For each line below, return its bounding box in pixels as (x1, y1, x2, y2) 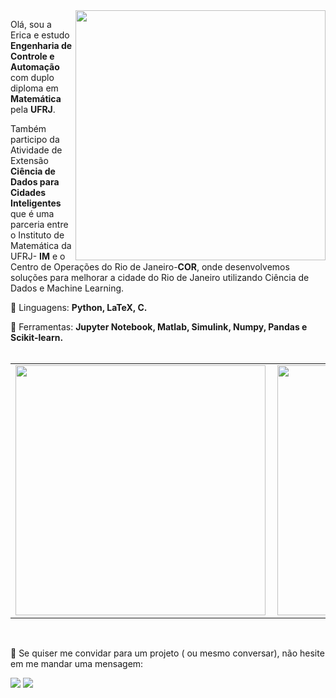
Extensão (10, 155, 49, 166)
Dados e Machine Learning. (10, 282, 125, 294)
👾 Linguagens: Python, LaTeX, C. (10, 302, 148, 313)
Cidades (10, 187, 47, 198)
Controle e (10, 50, 55, 62)
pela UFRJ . (10, 104, 56, 115)
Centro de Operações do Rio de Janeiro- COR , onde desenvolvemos (10, 261, 290, 273)
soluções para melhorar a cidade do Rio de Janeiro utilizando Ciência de (10, 272, 310, 283)
